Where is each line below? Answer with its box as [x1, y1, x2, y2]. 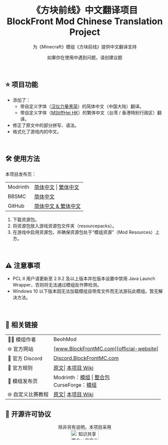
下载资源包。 [12, 216, 39, 222]
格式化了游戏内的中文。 [12, 128, 62, 134]
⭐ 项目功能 [5, 80, 38, 89]
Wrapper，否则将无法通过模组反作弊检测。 [12, 282, 102, 288]
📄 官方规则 [8, 364, 33, 371]
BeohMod [53, 336, 77, 343]
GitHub [8, 202, 25, 209]
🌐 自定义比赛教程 [8, 391, 49, 398]
